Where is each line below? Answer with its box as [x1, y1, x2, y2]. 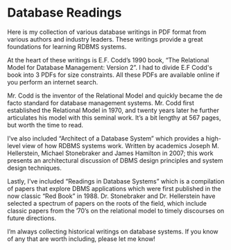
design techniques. [7, 163, 62, 172]
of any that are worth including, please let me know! [7, 234, 156, 243]
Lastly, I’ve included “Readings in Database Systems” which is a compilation [7, 177, 225, 185]
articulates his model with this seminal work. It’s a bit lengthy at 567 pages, [7, 113, 221, 122]
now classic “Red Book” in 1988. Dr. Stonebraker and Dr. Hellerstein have [7, 192, 216, 200]
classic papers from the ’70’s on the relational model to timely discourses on [7, 206, 225, 215]
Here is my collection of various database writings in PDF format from [7, 28, 207, 36]
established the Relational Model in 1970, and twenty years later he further [7, 106, 220, 114]
